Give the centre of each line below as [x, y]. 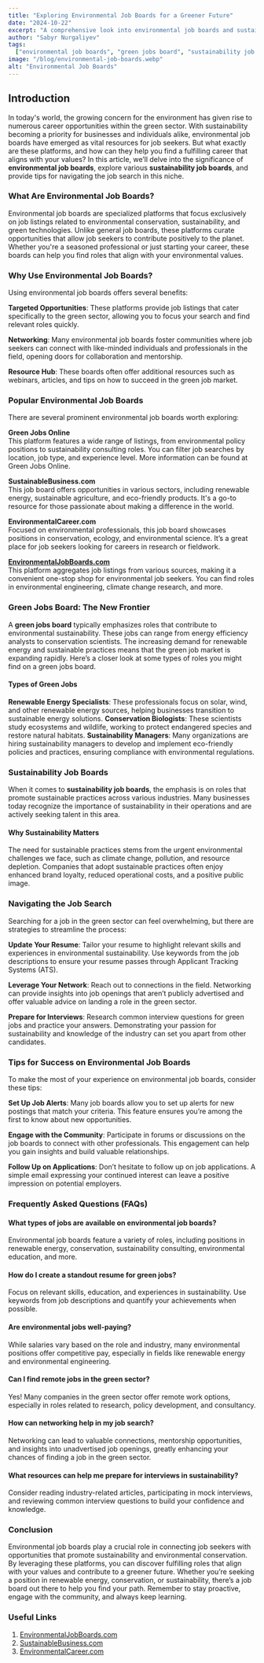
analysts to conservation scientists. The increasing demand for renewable [128, 641]
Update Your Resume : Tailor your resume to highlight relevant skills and [125, 944]
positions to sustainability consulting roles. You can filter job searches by [126, 450]
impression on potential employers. [65, 1183]
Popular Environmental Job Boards [76, 400]
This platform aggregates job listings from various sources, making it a [122, 570]
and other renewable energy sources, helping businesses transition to [121, 710]
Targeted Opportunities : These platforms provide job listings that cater [124, 308]
